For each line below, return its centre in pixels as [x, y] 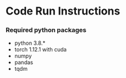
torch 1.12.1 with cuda [40, 50]
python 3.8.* [30, 43]
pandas [24, 62]
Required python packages [46, 30]
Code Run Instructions [63, 11]
